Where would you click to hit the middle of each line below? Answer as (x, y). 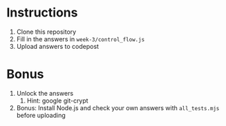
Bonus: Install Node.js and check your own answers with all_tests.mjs (118, 107)
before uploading (41, 115)
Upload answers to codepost (58, 46)
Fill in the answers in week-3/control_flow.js (81, 39)
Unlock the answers (45, 93)
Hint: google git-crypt (57, 101)
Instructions (42, 13)
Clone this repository (46, 32)
